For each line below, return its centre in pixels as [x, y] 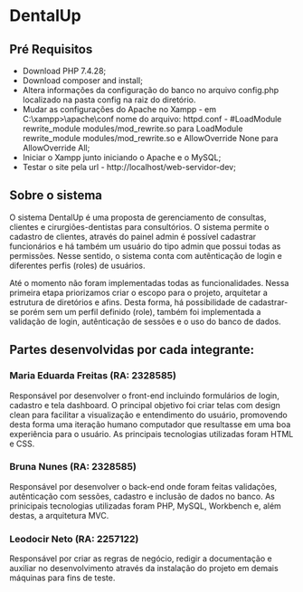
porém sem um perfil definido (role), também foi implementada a [141, 311]
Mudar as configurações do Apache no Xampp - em [119, 109]
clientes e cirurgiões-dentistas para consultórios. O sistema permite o [139, 226]
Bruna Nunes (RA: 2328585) [73, 467]
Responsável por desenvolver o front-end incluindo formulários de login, [145, 396]
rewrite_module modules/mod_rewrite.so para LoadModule [133, 129]
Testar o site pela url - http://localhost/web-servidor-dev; [129, 167]
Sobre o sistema [56, 196]
